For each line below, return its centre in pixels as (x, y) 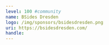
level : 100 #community (33, 11)
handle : (15, 33)
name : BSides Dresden (32, 17)
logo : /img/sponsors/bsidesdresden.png (54, 22)
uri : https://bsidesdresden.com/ (47, 28)
